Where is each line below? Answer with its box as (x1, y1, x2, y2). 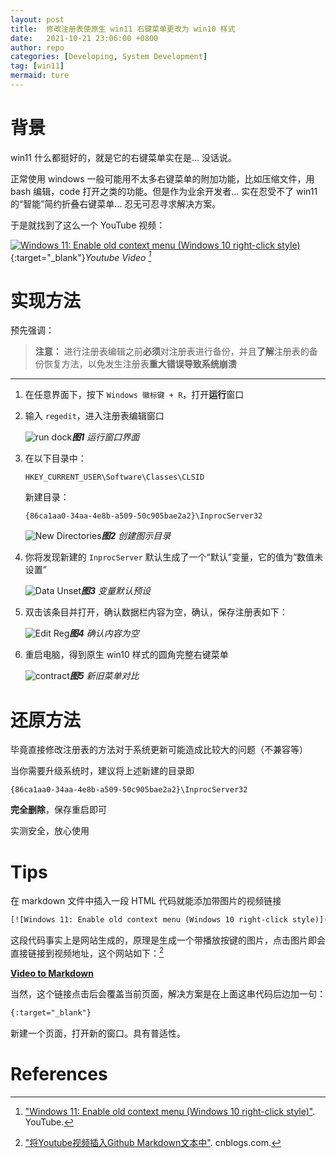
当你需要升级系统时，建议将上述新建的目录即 (10, 765, 195, 777)
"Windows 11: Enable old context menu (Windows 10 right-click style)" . (24, 1105, 316, 1117)
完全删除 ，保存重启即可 (10, 804, 107, 816)
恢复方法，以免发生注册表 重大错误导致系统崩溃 (43, 358, 237, 370)
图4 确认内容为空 (69, 627, 140, 640)
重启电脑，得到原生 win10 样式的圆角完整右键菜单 (24, 649, 229, 661)
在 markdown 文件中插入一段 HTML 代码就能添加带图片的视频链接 (10, 895, 282, 907)
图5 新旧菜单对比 (69, 670, 140, 682)
